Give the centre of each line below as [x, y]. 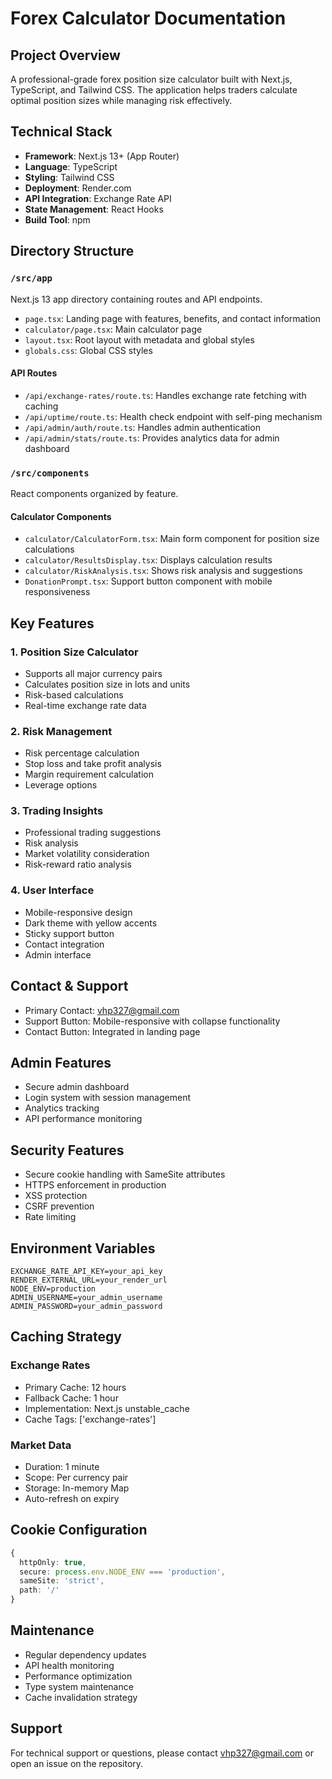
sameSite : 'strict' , [62, 1581]
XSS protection [56, 1196]
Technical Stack [61, 132]
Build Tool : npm [57, 219]
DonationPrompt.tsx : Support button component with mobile [148, 581]
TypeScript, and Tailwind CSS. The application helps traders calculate [154, 90]
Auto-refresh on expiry [72, 1499]
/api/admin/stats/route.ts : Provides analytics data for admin [152, 438]
